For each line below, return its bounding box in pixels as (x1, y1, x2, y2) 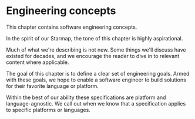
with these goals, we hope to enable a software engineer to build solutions (6, 76, 186, 83)
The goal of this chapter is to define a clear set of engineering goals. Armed (6, 70, 190, 77)
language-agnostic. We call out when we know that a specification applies (6, 100, 186, 107)
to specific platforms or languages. (6, 106, 91, 113)
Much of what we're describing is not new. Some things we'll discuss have (6, 46, 186, 53)
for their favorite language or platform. (6, 82, 99, 89)
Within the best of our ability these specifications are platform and (6, 94, 166, 101)
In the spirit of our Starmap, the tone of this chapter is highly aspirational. (6, 35, 183, 42)
